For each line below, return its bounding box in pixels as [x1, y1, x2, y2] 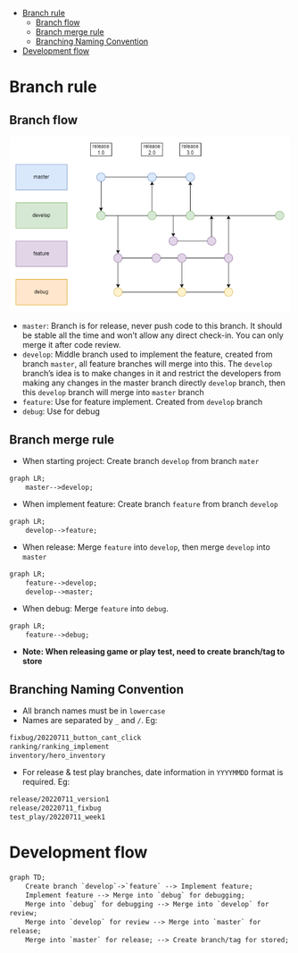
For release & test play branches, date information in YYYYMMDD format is [21, 767, 284, 777]
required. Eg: [21, 777, 70, 787]
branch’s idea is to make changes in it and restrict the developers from [21, 368, 282, 379]
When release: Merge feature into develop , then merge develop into [21, 542, 270, 552]
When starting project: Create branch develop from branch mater [21, 456, 260, 467]
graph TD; [9, 873, 46, 881]
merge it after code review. [21, 340, 121, 350]
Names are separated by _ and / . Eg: [21, 715, 158, 725]
